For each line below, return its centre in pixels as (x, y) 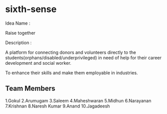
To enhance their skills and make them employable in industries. (72, 73)
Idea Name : (18, 23)
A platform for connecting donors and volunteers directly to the (71, 52)
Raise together (20, 33)
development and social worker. (38, 63)
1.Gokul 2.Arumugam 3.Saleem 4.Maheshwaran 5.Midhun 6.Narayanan (78, 100)
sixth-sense (31, 9)
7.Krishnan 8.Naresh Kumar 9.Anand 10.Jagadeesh (58, 106)
